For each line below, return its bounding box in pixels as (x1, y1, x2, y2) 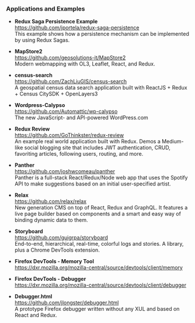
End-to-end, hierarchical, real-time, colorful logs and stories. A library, (14, 240, 184, 248)
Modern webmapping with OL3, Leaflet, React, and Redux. (14, 60, 156, 67)
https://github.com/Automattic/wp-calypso (14, 108, 118, 115)
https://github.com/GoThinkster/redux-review (14, 132, 124, 139)
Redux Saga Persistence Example (14, 18, 98, 25)
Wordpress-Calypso (14, 102, 65, 109)
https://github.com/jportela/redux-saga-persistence (14, 24, 140, 31)
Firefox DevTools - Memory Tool (14, 258, 95, 265)
